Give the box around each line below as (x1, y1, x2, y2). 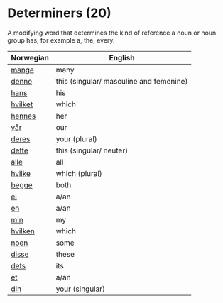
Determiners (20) (7, 5, 111, 21)
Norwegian (11, 53, 50, 62)
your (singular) (55, 284, 105, 294)
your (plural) (55, 133, 97, 143)
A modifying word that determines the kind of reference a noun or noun (7, 28, 217, 37)
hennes (11, 111, 36, 121)
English (109, 53, 135, 62)
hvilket (11, 99, 33, 109)
